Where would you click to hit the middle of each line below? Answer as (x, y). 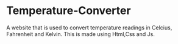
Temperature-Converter (69, 11)
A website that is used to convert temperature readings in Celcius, (89, 28)
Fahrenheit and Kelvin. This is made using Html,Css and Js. (81, 34)
